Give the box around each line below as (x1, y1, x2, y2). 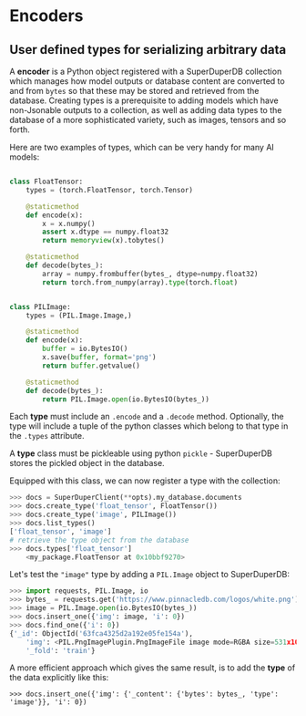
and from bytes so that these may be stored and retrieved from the (9, 86, 260, 96)
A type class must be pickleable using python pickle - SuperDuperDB (9, 448, 273, 459)
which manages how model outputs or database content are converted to (9, 76, 285, 87)
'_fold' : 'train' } (25, 646, 96, 655)
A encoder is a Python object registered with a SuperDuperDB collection (9, 66, 282, 77)
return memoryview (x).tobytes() (42, 236, 166, 245)
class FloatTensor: (9, 177, 84, 186)
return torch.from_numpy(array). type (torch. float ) (42, 277, 239, 287)
